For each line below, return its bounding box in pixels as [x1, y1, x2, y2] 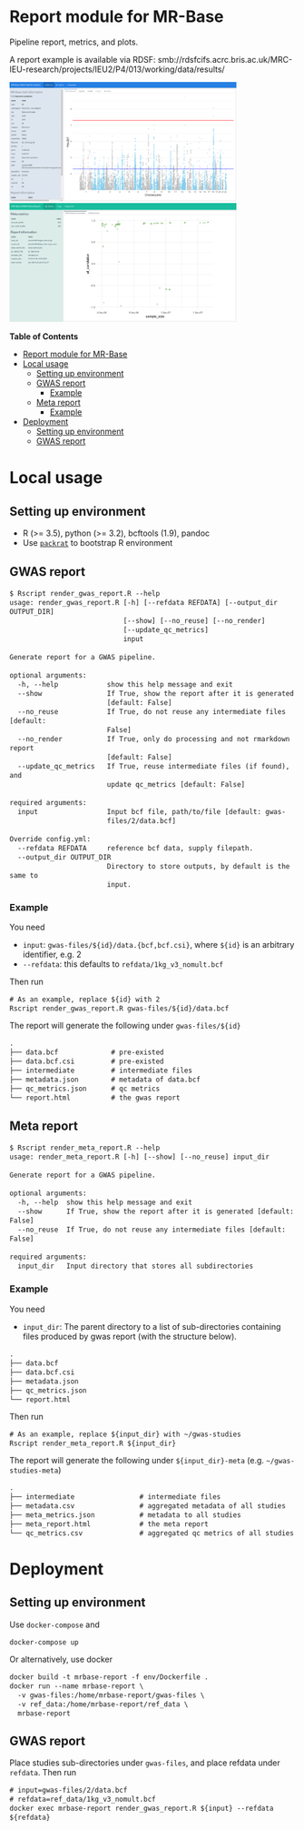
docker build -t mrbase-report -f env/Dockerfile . [9, 1672, 209, 1682]
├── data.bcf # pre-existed [9, 1048, 165, 1057]
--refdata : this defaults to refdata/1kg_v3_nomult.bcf [22, 959, 224, 970]
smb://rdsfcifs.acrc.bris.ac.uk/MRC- [157, 54, 293, 65]
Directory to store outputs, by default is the [106, 862, 290, 871]
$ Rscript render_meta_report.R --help [9, 1143, 161, 1152]
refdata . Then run [9, 1767, 77, 1778]
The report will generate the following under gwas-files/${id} [9, 1021, 241, 1031]
